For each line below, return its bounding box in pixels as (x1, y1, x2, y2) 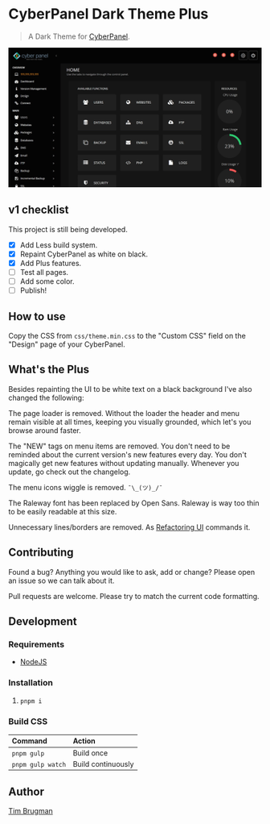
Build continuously (72, 759, 134, 768)
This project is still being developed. (8, 224, 129, 234)
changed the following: (8, 393, 84, 402)
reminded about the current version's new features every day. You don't (8, 449, 247, 460)
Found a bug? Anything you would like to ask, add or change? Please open (8, 567, 256, 576)
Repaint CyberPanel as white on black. (19, 249, 149, 259)
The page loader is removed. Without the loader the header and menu (8, 408, 239, 418)
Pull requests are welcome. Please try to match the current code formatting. (8, 591, 260, 601)
